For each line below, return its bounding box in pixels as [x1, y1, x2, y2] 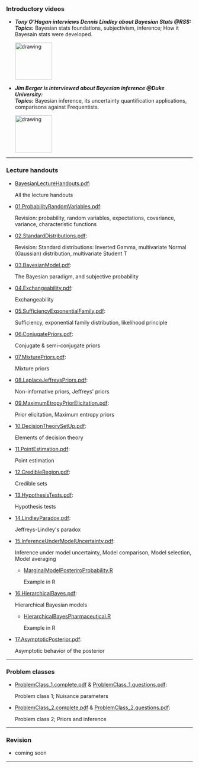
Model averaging [14, 555, 56, 562]
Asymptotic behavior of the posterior [14, 647, 105, 654]
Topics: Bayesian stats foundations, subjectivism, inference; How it [14, 24, 179, 31]
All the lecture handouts [14, 191, 73, 198]
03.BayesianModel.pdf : [14, 261, 72, 268]
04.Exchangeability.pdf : [14, 284, 73, 291]
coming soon [14, 750, 47, 757]
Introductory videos [6, 5, 65, 13]
